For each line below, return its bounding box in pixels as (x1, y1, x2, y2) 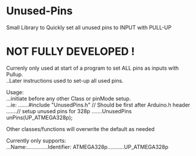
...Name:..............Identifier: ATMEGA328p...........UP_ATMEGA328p (6, 143, 169, 150)
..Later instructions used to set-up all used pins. (6, 77, 124, 84)
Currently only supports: (6, 137, 66, 144)
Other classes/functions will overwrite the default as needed (6, 125, 155, 132)
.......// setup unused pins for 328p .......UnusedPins (6, 107, 132, 114)
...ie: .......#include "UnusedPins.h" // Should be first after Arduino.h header (6, 101, 191, 108)
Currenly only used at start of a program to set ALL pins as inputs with (6, 64, 179, 71)
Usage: (6, 88, 24, 96)
